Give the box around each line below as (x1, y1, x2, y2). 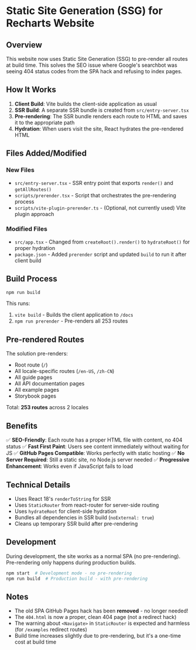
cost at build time (14, 638, 57, 645)
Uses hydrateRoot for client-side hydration (14, 508, 117, 515)
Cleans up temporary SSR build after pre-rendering (14, 520, 138, 527)
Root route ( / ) (14, 361, 48, 368)
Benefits (6, 420, 38, 431)
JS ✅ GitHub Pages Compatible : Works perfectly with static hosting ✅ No (6, 450, 185, 457)
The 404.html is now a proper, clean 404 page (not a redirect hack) (14, 614, 177, 621)
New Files (6, 166, 35, 174)
